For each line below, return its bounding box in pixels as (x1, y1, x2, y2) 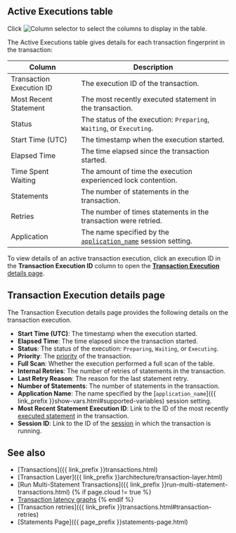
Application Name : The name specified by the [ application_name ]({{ (17, 389, 216, 397)
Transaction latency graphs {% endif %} (17, 496, 134, 504)
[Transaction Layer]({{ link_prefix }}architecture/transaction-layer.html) (17, 473, 223, 482)
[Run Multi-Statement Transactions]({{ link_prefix (17, 480, 160, 489)
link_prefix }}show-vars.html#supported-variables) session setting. (17, 396, 212, 405)
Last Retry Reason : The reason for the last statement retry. (17, 374, 189, 382)
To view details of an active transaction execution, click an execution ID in (7, 253, 221, 263)
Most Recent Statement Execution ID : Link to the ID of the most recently (17, 404, 229, 413)
